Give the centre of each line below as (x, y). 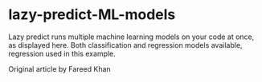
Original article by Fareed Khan (59, 68)
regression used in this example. (62, 53)
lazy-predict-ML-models (92, 15)
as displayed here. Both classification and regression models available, (125, 45)
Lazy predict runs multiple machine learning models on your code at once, (131, 37)
